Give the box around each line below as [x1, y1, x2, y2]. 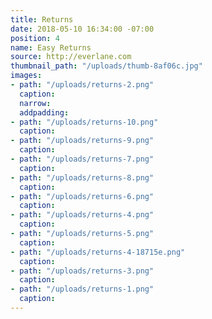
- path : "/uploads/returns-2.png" [10, 80, 155, 90]
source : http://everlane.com [10, 52, 132, 62]
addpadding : [19, 107, 70, 118]
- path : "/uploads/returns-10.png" [10, 117, 159, 127]
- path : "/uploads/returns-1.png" [10, 284, 155, 295]
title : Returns [10, 14, 74, 25]
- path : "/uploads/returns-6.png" [10, 191, 155, 201]
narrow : [19, 98, 52, 108]
